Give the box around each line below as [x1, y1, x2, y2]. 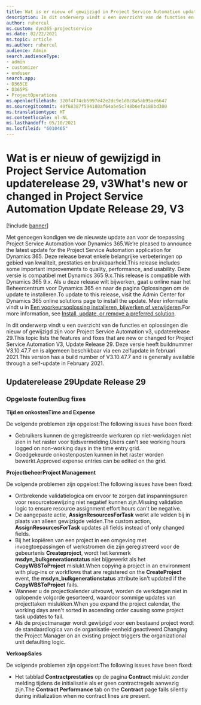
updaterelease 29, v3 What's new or [6, 177, 188, 190]
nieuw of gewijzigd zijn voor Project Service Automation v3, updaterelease [6, 327, 190, 335]
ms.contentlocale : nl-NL [6, 114, 68, 120]
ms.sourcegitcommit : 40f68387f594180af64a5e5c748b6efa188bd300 [6, 103, 167, 110]
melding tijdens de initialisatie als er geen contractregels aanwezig [14, 679, 179, 686]
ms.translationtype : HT [6, 109, 66, 115]
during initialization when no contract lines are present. [14, 692, 151, 699]
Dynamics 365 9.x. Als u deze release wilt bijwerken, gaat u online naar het [6, 278, 191, 285]
